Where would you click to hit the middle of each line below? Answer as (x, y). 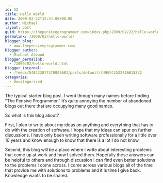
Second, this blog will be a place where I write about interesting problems (78, 150)
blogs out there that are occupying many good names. (59, 106)
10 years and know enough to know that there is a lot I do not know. (72, 140)
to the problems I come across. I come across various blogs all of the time (79, 165)
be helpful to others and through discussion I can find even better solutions (80, 160)
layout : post (18, 28)
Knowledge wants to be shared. (37, 175)
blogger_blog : (19, 41)
